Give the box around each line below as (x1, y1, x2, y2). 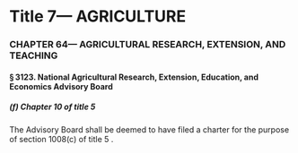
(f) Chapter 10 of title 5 (9, 101, 96, 113)
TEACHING (9, 49, 58, 62)
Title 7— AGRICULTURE (9, 6, 187, 27)
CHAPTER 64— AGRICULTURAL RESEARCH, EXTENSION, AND (9, 38, 286, 51)
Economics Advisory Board (9, 81, 114, 91)
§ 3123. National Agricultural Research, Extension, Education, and (9, 72, 259, 82)
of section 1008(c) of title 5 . (9, 133, 114, 144)
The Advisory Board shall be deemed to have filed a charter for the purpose (9, 123, 290, 135)
